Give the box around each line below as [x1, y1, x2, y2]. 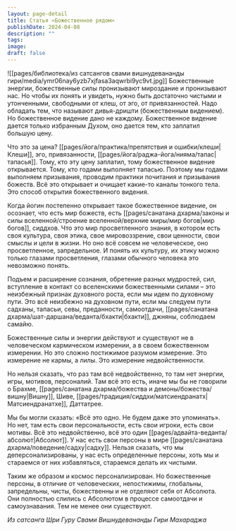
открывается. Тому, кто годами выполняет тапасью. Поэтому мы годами [7, 165, 228, 173]
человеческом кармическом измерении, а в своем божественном [7, 341, 209, 349]
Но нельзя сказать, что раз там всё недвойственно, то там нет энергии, [7, 370, 225, 378]
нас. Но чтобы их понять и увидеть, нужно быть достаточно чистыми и [7, 91, 222, 99]
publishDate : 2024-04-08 [7, 23, 80, 30]
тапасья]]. [7, 157, 38, 166]
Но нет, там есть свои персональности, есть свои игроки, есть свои [7, 420, 213, 429]
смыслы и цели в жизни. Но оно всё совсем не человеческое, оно [7, 238, 209, 247]
